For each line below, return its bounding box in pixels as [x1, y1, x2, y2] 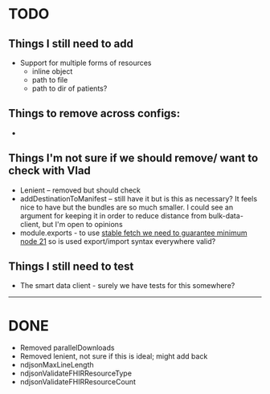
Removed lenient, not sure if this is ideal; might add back [19, 351, 208, 361]
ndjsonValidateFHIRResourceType [19, 368, 133, 378]
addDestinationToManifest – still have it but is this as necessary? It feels [19, 193, 258, 203]
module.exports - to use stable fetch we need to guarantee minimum [19, 228, 247, 238]
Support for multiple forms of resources [19, 58, 152, 67]
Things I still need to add [8, 37, 134, 51]
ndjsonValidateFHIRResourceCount [19, 377, 137, 387]
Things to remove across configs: [8, 107, 181, 120]
